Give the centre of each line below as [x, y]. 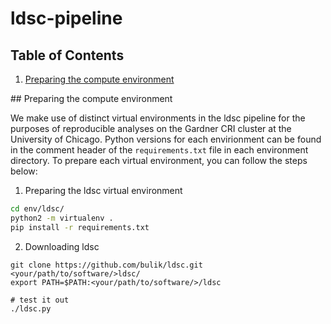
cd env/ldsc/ [37, 209]
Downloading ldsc [62, 246]
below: [24, 171]
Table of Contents [67, 55]
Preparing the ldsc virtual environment [103, 190]
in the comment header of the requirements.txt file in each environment [159, 150]
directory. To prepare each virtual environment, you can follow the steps [159, 160]
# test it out [40, 300]
